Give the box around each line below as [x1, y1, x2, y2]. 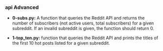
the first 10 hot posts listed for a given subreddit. [12, 40, 110, 46]
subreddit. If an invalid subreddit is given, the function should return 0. [12, 25, 154, 31]
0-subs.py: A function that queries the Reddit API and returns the [12, 15, 145, 21]
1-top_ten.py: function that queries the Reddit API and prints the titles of [12, 35, 158, 41]
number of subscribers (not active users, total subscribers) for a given [12, 20, 154, 26]
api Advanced [5, 4, 39, 11]
